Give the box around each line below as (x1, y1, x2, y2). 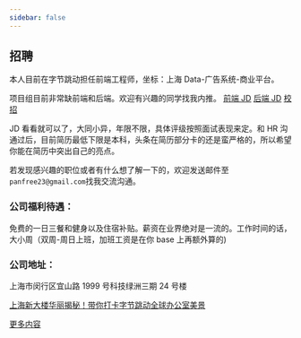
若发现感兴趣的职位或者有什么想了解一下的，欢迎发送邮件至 (9, 165, 229, 176)
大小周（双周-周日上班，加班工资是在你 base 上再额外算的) (9, 234, 227, 245)
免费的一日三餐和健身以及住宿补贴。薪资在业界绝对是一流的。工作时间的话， (9, 222, 292, 233)
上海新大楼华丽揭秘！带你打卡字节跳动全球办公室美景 (9, 299, 206, 310)
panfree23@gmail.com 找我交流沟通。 (9, 176, 142, 186)
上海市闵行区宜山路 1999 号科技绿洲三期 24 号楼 (9, 281, 187, 291)
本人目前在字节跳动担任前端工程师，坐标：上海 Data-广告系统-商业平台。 (9, 74, 279, 85)
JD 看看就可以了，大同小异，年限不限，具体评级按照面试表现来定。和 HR (9, 123, 279, 134)
